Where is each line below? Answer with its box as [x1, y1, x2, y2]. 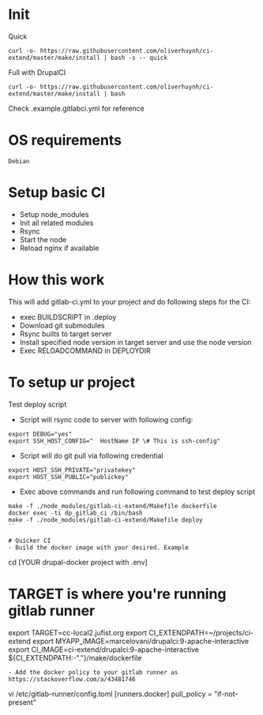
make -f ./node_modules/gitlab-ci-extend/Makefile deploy [8, 515, 203, 524]
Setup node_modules [19, 209, 89, 219]
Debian [8, 157, 30, 165]
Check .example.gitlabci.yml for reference [8, 103, 145, 113]
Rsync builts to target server [19, 329, 112, 339]
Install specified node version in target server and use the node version [19, 337, 252, 346]
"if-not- [213, 689, 239, 698]
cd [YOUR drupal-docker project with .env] [8, 557, 148, 567]
